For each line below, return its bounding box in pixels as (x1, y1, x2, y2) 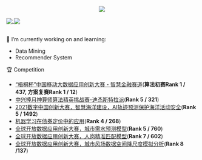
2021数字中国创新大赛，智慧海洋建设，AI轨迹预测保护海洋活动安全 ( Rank (15, 104, 197, 111)
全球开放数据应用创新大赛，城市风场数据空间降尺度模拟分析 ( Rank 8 (15, 140, 184, 148)
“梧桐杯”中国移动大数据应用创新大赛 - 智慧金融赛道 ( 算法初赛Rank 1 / (15, 81, 186, 88)
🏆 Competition (6, 66, 44, 73)
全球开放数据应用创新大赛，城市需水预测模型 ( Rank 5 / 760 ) (15, 125, 163, 133)
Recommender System (15, 54, 73, 61)
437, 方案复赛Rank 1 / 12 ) (15, 88, 78, 96)
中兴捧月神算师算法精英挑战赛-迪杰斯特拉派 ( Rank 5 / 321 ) (15, 96, 160, 103)
